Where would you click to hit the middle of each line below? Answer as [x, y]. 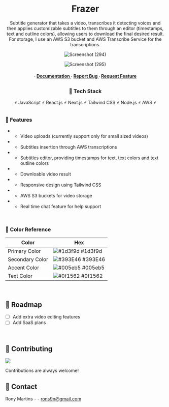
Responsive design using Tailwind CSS [61, 185]
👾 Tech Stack [85, 91]
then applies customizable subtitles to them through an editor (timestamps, [85, 28]
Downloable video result [45, 174]
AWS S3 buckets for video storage [56, 196]
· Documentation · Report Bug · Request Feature [85, 76]
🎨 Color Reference [28, 229]
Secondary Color [28, 259]
